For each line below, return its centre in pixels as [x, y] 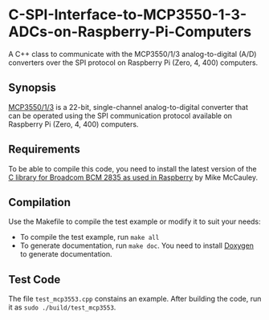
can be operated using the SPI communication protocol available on [120, 115]
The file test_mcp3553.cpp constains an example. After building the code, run [135, 299]
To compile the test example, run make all [90, 237]
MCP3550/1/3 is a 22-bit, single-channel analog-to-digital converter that [128, 107]
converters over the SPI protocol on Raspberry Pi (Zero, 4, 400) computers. [133, 63]
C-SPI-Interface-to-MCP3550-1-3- [128, 15]
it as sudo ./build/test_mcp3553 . [62, 307]
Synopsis [32, 88]
